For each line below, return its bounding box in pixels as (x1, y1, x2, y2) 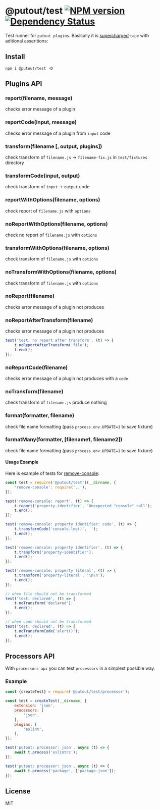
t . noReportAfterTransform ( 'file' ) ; (14, 342, 89, 348)
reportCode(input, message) (5, 119, 77, 126)
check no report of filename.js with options (5, 232, 97, 238)
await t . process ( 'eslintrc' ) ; (14, 750, 78, 755)
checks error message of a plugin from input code (5, 130, 111, 136)
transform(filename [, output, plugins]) (5, 143, 102, 150)
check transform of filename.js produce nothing (5, 399, 107, 406)
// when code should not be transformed (5, 619, 92, 624)
